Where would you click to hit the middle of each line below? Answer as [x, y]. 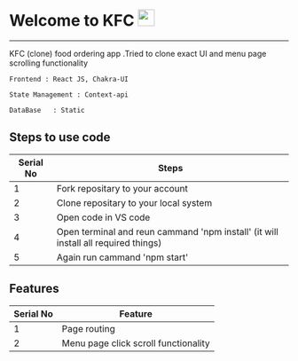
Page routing [88, 328]
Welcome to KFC [72, 21]
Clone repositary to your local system [134, 202]
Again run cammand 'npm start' [122, 257]
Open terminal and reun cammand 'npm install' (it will [168, 232]
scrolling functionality [49, 63]
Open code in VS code [103, 217]
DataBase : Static [47, 110]
